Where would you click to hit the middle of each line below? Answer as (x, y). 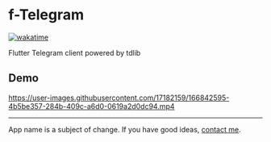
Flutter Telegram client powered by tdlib (75, 52)
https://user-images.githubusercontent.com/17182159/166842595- (119, 98)
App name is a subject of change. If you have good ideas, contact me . (125, 129)
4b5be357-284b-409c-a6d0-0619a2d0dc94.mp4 (92, 106)
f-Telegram (46, 15)
